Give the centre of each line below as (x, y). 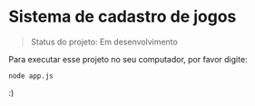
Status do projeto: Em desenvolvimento (104, 42)
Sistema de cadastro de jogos (123, 17)
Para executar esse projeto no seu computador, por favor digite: (128, 59)
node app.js (31, 76)
